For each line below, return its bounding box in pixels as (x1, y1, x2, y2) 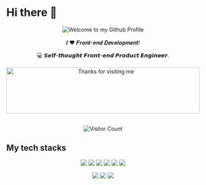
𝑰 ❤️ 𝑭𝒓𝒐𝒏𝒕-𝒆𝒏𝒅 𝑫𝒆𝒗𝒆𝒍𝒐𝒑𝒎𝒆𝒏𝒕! (66, 39, 140, 46)
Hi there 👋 (6, 6, 57, 20)
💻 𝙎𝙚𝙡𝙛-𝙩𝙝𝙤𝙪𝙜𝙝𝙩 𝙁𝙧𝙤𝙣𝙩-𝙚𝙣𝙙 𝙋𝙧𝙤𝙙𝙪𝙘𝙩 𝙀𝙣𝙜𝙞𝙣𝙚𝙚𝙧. (36, 52, 170, 59)
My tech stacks (6, 143, 66, 153)
